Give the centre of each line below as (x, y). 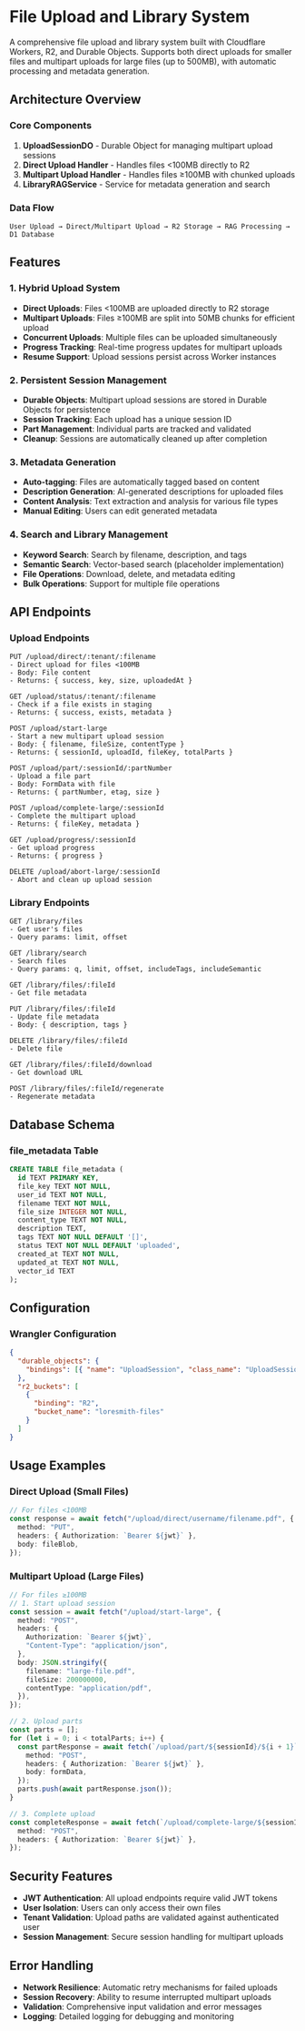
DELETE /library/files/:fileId (69, 1041)
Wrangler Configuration (63, 1334)
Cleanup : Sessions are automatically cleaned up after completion (145, 438)
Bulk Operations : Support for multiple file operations (121, 584)
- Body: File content (50, 673)
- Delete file (36, 1049)
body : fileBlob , (48, 1544)
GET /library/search (49, 953)
